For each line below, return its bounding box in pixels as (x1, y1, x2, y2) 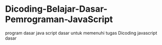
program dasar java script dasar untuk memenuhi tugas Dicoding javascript (5, 30, 157, 36)
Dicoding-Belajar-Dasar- (5, 3, 108, 15)
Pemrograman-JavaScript (5, 14, 113, 25)
